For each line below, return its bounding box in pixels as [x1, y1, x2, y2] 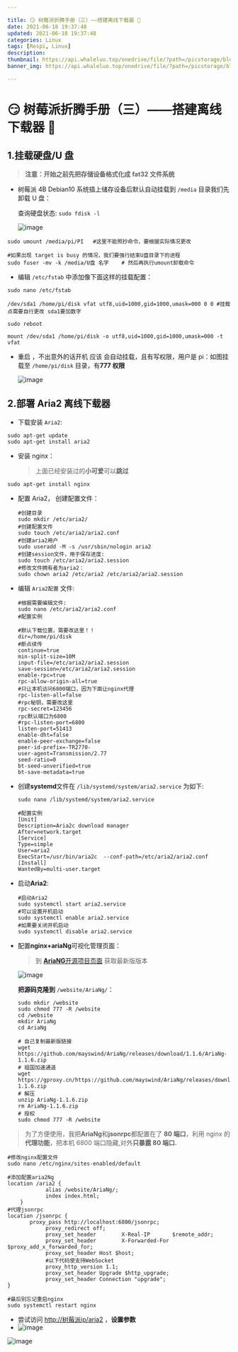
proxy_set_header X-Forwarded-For [45, 1237, 170, 1244]
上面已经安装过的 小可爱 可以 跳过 [35, 466, 129, 475]
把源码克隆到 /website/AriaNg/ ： [17, 985, 115, 993]
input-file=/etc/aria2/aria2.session [17, 659, 130, 666]
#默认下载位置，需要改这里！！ [17, 626, 96, 634]
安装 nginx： [17, 451, 55, 460]
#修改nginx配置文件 [7, 1154, 59, 1161]
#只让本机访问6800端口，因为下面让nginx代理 [17, 685, 135, 692]
